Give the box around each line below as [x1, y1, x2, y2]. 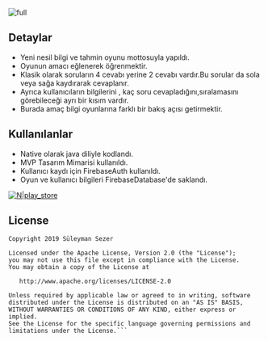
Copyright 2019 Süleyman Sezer [8, 235, 114, 243]
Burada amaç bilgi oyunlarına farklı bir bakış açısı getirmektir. [19, 103, 224, 113]
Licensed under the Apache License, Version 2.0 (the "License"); [8, 249, 237, 258]
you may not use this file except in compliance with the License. [8, 256, 241, 264]
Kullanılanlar [8, 128, 73, 141]
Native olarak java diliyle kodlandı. [19, 149, 133, 158]
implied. [8, 313, 38, 321]
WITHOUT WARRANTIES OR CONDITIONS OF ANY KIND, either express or [8, 305, 237, 314]
